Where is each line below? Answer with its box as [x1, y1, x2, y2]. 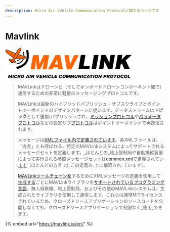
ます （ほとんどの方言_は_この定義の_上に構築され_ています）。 [17, 162, 148, 168]
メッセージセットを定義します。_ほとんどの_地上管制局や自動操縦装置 [17, 149, 163, 155]
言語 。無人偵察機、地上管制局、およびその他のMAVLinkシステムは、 [17, 185, 160, 192]
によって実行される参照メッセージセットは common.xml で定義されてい [17, 156, 164, 162]
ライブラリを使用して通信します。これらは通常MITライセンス [35, 192, 163, 198]
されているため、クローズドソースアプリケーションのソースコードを [17, 198, 159, 204]
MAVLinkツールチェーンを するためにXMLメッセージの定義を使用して [17, 172, 161, 179]
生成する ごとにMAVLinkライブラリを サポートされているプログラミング [17, 179, 165, 185]
